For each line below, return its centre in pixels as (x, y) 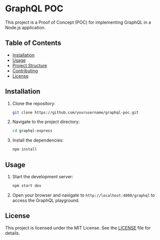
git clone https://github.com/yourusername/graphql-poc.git (75, 112)
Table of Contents (33, 43)
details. (13, 233)
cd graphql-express (32, 131)
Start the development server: (43, 177)
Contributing (25, 71)
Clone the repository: (34, 103)
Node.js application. (25, 27)
